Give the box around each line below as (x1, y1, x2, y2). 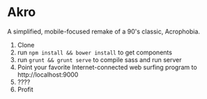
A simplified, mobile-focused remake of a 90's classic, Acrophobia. (7, 27, 201, 36)
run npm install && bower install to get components (17, 48, 173, 56)
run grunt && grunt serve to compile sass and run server (17, 55, 183, 63)
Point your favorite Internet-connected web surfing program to (17, 63, 197, 71)
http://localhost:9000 (17, 70, 79, 79)
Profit (17, 85, 33, 93)
